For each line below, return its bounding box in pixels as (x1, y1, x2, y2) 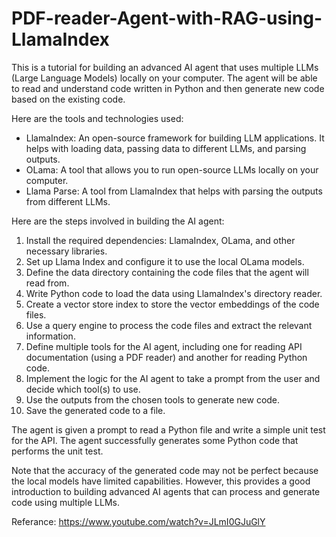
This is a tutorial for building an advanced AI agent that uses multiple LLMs (11, 61, 319, 73)
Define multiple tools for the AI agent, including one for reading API (25, 340, 303, 352)
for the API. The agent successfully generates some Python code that (11, 434, 299, 446)
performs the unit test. (11, 445, 104, 457)
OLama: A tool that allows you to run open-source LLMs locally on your (25, 163, 319, 176)
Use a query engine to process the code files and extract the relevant (25, 319, 313, 331)
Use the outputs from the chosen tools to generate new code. (25, 393, 281, 406)
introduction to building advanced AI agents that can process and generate (11, 485, 321, 497)
